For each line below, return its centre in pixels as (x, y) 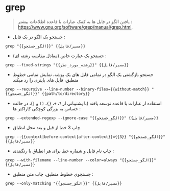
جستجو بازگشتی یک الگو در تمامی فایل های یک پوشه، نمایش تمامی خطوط (83, 74)
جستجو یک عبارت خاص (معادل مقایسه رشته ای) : (59, 56)
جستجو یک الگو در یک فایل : (39, 37)
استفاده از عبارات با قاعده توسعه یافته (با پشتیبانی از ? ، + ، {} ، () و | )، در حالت (87, 103)
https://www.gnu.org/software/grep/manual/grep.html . (75, 27)
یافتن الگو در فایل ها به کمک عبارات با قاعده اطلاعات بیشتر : (75, 21)
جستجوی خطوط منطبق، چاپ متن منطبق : (53, 174)
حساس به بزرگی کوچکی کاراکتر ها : (46, 108)
